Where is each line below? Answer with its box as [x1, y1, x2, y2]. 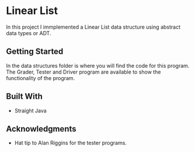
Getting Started [6, 47, 64, 57]
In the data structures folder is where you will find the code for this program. [6, 62, 190, 69]
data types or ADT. [6, 29, 51, 36]
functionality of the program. [6, 74, 75, 81]
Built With [6, 92, 43, 102]
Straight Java [14, 107, 47, 114]
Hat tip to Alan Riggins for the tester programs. [14, 139, 127, 147]
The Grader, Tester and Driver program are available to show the [6, 68, 161, 75]
